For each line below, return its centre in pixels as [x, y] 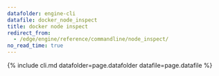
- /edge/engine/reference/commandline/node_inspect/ [91, 39]
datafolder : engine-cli [42, 13]
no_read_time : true [35, 46]
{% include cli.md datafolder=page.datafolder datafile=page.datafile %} [110, 65]
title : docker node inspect [48, 26]
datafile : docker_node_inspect [52, 20]
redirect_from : [29, 33]
